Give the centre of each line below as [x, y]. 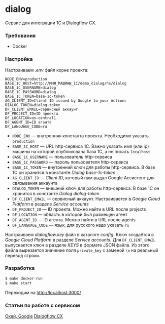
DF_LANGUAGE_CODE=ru [26, 126]
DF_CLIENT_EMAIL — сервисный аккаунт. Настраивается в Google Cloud [86, 199]
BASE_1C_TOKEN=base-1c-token [35, 96]
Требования [20, 36]
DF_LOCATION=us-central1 [31, 118]
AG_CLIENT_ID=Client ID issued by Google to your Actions [66, 101]
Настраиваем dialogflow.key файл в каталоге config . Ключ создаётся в [80, 234]
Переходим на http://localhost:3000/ [43, 292]
